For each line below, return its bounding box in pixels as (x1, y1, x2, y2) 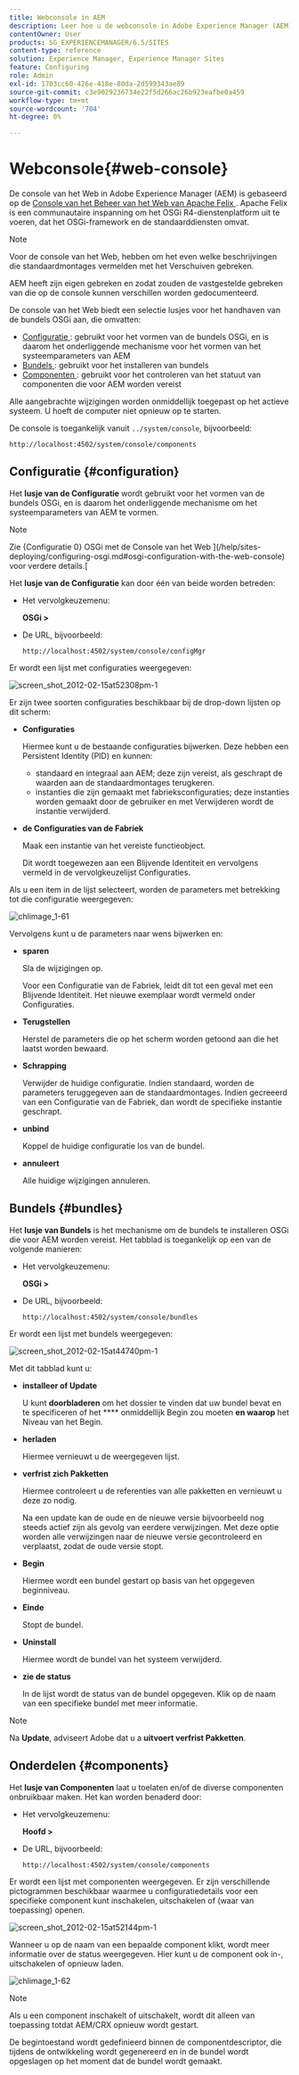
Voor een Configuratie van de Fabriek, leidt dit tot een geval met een (21, 980, 273, 991)
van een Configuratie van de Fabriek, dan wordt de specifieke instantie (21, 1096, 283, 1107)
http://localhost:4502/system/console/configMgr (21, 646, 206, 655)
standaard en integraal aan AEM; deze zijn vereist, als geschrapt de (35, 768, 283, 778)
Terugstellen (21, 1016, 71, 1026)
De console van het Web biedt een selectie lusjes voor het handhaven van (9, 305, 281, 316)
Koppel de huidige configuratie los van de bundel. (21, 1140, 206, 1151)
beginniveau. (21, 1585, 70, 1595)
